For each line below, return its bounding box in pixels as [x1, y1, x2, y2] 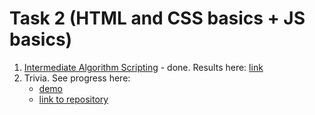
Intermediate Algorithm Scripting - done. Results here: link [23, 61, 264, 73]
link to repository [38, 93, 109, 105]
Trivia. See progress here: [23, 72, 131, 84]
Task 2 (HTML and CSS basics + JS [9, 7, 306, 30]
